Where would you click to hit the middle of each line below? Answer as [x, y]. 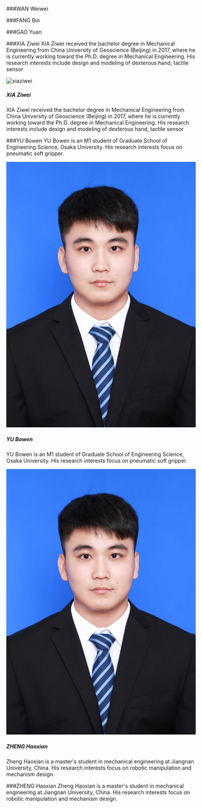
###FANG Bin [23, 20]
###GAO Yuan [24, 32]
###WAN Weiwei [27, 9]
